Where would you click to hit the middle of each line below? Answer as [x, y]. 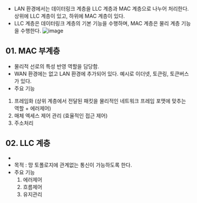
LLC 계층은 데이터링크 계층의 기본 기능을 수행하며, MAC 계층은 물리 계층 [97, 23]
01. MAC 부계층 [33, 51]
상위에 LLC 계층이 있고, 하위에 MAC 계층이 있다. [69, 16]
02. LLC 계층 [28, 143]
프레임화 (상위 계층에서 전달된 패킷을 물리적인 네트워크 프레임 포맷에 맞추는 [100, 101]
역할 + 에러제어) [32, 108]
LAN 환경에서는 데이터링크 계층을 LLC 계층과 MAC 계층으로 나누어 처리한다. [101, 9]
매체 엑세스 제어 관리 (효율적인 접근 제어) [61, 115]
